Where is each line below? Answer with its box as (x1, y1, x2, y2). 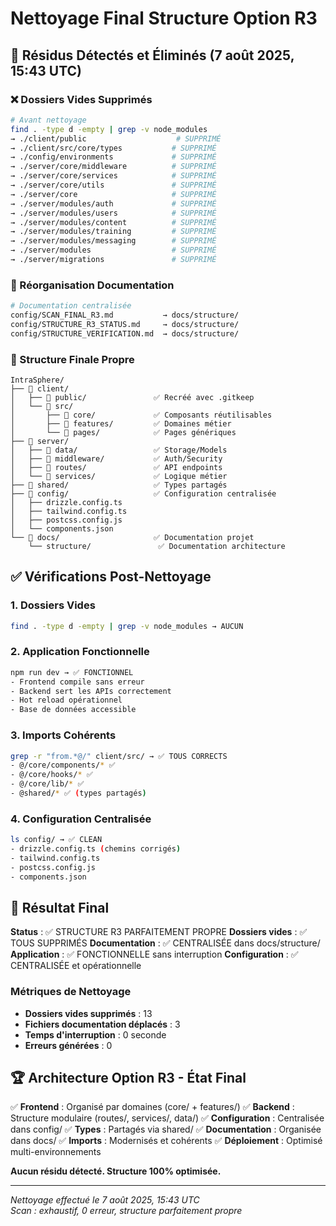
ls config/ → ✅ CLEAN (10, 835, 103, 845)
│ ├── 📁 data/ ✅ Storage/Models (10, 445, 228, 455)
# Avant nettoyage (10, 115, 87, 125)
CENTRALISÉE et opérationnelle (10, 960, 142, 972)
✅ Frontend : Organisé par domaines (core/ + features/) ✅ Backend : (10, 1101, 295, 1113)
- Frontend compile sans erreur (10, 677, 145, 687)
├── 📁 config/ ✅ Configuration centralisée (10, 488, 277, 499)
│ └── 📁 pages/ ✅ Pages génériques (10, 427, 237, 437)
